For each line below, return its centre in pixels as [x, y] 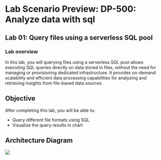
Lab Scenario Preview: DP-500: [71, 9]
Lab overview [22, 52]
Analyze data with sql [50, 19]
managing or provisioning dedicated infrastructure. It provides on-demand [80, 73]
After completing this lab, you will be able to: [50, 110]
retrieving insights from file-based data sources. [54, 83]
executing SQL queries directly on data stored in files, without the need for [81, 67]
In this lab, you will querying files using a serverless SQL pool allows [74, 62]
